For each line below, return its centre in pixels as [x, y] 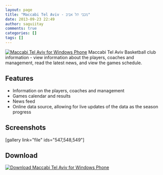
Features [19, 78]
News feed [24, 101]
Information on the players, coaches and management [68, 90]
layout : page [19, 10]
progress [22, 112]
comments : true [21, 29]
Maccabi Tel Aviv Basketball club [122, 52]
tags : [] [14, 38]
